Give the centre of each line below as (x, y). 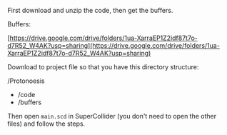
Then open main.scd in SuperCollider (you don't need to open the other (112, 116)
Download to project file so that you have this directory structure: (103, 67)
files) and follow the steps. (46, 124)
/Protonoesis (26, 81)
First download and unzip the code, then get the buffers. (90, 10)
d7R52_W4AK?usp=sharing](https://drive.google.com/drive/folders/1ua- (113, 45)
